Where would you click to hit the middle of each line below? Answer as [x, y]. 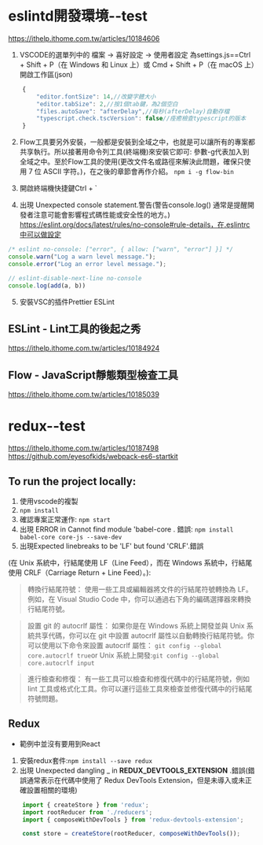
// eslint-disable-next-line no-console [75, 278]
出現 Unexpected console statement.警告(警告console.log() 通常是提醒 [133, 205]
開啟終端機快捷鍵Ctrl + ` [58, 188]
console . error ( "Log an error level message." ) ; [88, 264]
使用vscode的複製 [49, 501]
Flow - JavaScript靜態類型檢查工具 [93, 375]
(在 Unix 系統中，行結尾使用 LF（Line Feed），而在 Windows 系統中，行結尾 [130, 562]
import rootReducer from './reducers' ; [88, 812]
